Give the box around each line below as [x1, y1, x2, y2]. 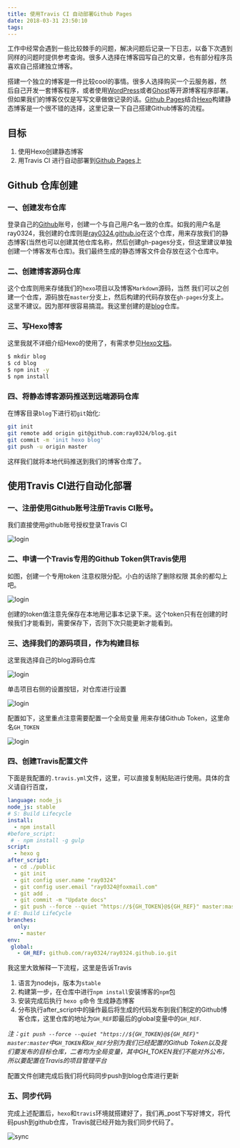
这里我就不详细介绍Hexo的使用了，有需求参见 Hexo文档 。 [7, 339, 176, 347]
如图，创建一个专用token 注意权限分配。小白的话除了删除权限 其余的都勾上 [7, 571, 228, 580]
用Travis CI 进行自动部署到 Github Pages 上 [17, 156, 141, 165]
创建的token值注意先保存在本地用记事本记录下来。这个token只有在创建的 [7, 609, 222, 618]
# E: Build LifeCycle [7, 910, 72, 917]
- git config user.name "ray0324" [14, 877, 116, 884]
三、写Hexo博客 [7, 321, 63, 331]
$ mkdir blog [7, 353, 46, 361]
